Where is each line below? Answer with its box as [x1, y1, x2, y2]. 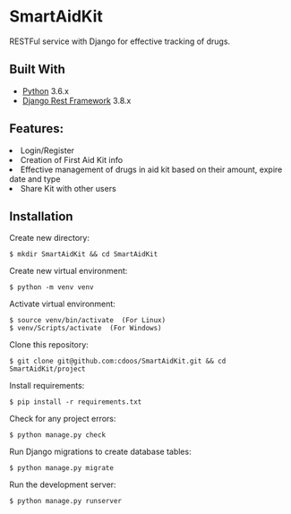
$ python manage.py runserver [9, 497, 123, 506]
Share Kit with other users [21, 183, 116, 193]
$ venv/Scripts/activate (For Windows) [9, 324, 163, 333]
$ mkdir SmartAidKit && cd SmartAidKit [9, 250, 158, 259]
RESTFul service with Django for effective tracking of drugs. [9, 36, 231, 47]
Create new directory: [9, 233, 90, 244]
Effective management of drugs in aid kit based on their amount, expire [21, 164, 283, 175]
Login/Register [21, 145, 74, 156]
